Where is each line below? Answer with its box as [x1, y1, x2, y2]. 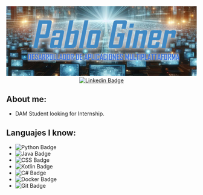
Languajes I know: [6, 127, 77, 138]
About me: [6, 94, 47, 104]
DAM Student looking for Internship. [14, 110, 105, 117]
